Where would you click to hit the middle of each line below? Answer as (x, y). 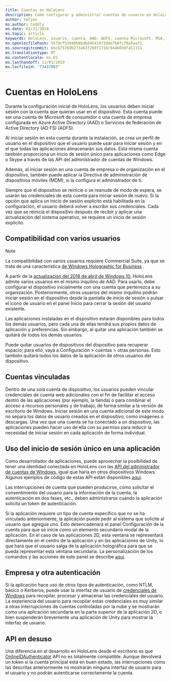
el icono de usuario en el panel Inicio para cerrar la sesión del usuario (78, 303)
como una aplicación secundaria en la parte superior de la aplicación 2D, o (84, 612)
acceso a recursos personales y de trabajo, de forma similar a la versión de (84, 406)
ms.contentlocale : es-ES (32, 57)
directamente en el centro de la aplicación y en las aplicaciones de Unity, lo (84, 540)
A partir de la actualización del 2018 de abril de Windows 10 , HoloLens (79, 276)
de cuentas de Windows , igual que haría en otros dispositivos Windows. (81, 472)
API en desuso (28, 639)
